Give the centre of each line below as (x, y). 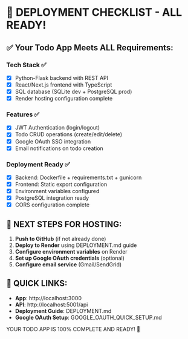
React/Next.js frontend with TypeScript (63, 85)
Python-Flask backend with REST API (62, 77)
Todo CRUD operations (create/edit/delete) (69, 134)
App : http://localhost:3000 (48, 298)
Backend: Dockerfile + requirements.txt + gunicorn (78, 177)
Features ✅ (23, 114)
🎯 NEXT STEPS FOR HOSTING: (64, 224)
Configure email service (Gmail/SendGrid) (68, 265)
